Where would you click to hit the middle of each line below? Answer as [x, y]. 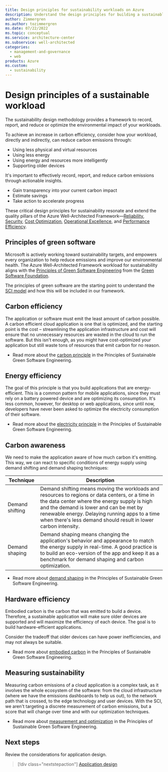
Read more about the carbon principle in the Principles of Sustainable [84, 355]
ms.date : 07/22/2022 [27, 29]
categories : [17, 47]
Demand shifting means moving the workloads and [100, 489]
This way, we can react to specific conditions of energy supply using [76, 463]
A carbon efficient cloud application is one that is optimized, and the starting [84, 324]
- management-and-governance [40, 52]
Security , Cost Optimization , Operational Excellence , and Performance [77, 221]
